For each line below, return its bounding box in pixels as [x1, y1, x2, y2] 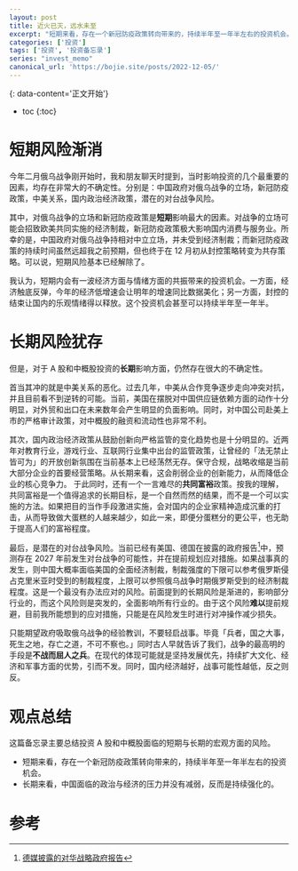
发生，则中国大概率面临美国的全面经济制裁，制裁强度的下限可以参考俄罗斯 [9, 564, 281, 575]
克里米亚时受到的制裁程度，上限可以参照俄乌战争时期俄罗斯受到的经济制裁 [16, 575, 289, 587]
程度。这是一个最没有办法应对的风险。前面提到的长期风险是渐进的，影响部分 [9, 587, 289, 597]
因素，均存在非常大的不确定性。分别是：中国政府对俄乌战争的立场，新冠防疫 [9, 181, 289, 192]
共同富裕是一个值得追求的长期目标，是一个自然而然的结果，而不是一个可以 [9, 490, 281, 500]
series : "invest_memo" [9, 54, 93, 63]
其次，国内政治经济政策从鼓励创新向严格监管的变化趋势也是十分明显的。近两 [9, 434, 289, 444]
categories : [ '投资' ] [9, 37, 87, 47]
